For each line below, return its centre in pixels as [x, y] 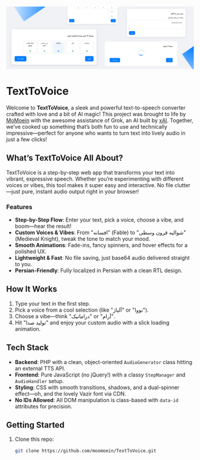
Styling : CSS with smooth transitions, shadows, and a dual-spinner [97, 387]
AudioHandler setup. [39, 381]
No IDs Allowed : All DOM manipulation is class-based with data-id [96, 400]
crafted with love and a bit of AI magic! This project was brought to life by [96, 114]
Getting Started [35, 425]
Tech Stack [27, 348]
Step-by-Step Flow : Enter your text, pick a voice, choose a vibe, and [99, 220]
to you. [23, 264]
